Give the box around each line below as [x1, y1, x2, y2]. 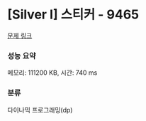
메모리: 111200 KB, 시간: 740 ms [7, 68, 98, 77]
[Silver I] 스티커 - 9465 [7, 6, 140, 23]
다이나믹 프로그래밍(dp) [7, 105, 73, 114]
